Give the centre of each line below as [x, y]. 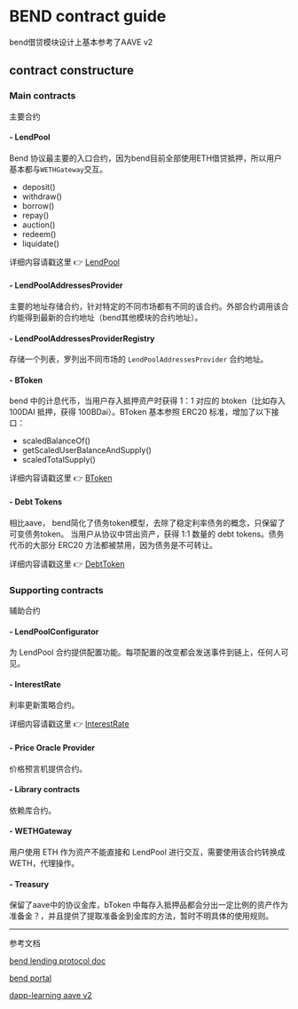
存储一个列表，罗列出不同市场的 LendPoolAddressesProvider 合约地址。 [139, 359]
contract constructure [72, 71]
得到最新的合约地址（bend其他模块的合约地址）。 [114, 318]
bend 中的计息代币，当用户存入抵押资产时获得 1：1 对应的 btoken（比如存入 [147, 401]
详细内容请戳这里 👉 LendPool [64, 262]
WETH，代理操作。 [44, 862]
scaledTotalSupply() [59, 460]
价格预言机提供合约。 [48, 768]
